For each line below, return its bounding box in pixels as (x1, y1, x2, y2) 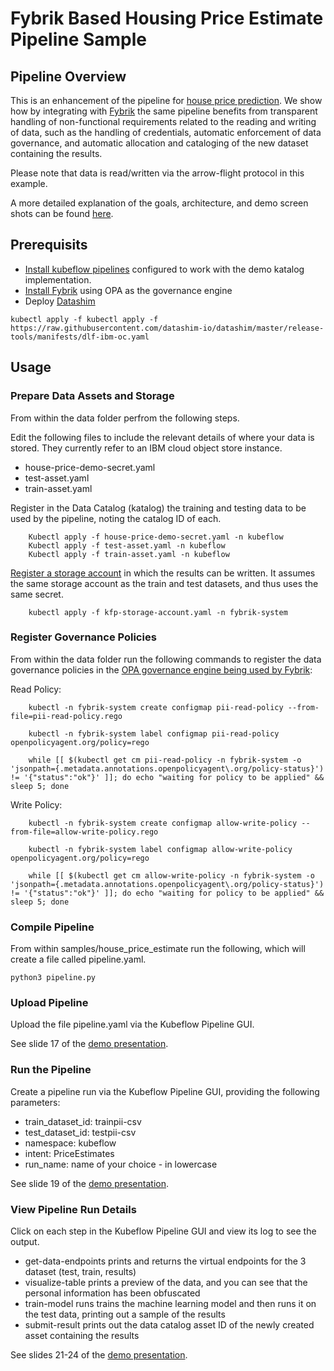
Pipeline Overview (10, 68, 127, 85)
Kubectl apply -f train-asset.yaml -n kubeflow (28, 549, 230, 559)
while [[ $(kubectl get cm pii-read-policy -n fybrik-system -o (28, 755, 302, 765)
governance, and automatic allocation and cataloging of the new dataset (10, 137, 309, 149)
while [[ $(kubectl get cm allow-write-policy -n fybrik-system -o (28, 870, 315, 881)
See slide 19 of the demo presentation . (10, 1177, 169, 1189)
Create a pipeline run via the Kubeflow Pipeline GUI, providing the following (10, 1085, 320, 1097)
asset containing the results (24, 1329, 140, 1341)
